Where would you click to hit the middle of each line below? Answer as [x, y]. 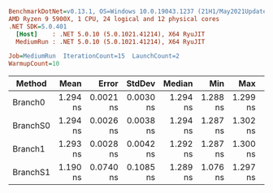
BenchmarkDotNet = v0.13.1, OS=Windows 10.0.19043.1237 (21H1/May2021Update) [139, 11]
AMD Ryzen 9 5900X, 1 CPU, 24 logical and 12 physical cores [114, 19]
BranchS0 [32, 126]
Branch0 [29, 102]
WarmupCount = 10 [34, 64]
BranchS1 [32, 173]
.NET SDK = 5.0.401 [38, 26]
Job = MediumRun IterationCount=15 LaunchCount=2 [94, 56]
